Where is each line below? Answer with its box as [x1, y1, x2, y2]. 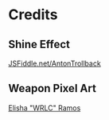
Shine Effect [8, 38, 70, 51]
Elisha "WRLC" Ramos [8, 102, 81, 113]
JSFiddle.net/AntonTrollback [8, 58, 101, 68]
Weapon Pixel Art [8, 82, 97, 95]
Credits [8, 6, 58, 24]
